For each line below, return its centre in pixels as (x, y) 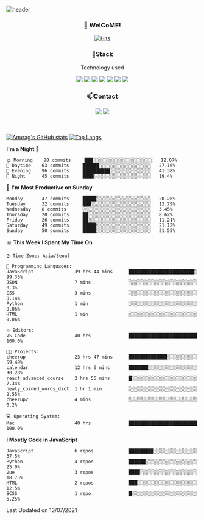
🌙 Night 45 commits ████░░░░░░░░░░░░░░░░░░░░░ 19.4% (90, 176)
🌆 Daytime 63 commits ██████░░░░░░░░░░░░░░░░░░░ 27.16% (91, 165)
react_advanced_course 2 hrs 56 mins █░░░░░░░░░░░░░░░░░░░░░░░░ (102, 378)
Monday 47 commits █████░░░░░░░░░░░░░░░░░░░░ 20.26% (91, 199)
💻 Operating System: (33, 416)
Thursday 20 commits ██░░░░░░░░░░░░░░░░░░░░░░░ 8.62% (90, 214)
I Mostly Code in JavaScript (42, 440)
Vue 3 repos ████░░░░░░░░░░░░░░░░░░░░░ (102, 472)
